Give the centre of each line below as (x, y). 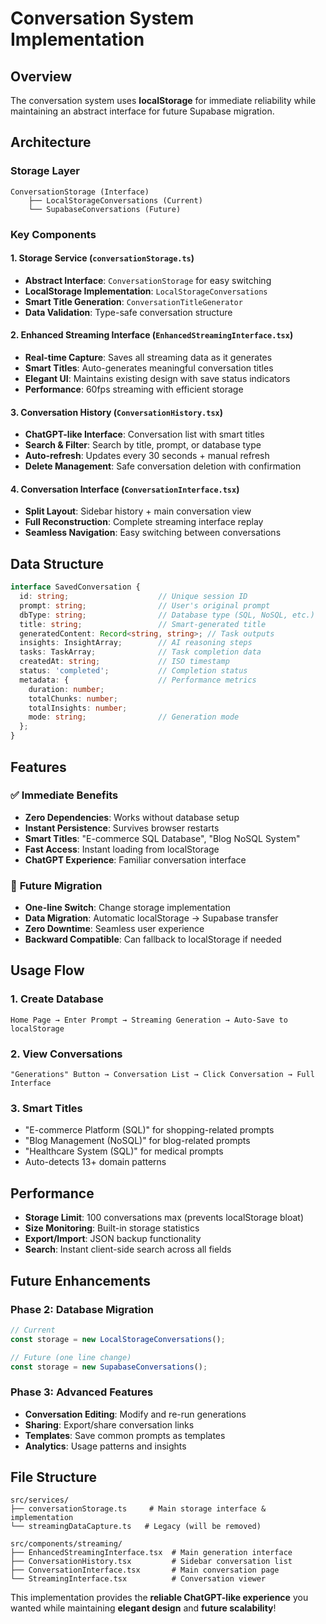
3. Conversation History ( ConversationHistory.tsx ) (116, 412)
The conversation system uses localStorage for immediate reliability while (163, 100)
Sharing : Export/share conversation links (109, 1424)
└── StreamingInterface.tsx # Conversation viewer (138, 1579)
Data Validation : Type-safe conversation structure (128, 312)
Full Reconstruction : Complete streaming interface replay (144, 522)
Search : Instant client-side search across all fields (128, 1249)
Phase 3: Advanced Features (82, 1392)
